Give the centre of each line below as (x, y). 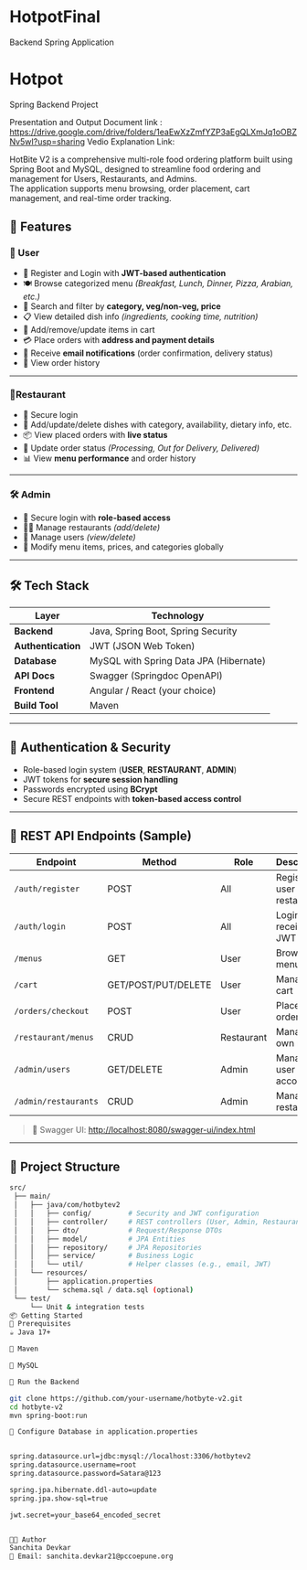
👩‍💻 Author (28, 1539)
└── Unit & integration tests (87, 1307)
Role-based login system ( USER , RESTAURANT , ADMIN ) (130, 769)
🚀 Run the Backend (44, 1382)
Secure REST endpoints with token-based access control (132, 798)
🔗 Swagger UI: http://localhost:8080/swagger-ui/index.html (143, 1129)
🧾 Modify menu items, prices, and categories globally (123, 547)
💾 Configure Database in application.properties (104, 1432)
